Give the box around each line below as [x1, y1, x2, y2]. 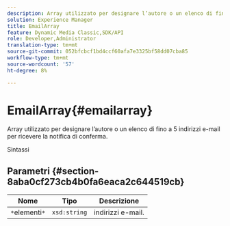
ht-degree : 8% [7, 67, 48, 74]
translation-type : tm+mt [7, 42, 78, 48]
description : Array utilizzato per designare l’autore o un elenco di [7, 10, 213, 17]
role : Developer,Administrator [7, 36, 97, 42]
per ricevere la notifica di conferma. [7, 132, 108, 141]
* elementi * [10, 208, 46, 217]
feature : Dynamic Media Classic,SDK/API [7, 29, 125, 36]
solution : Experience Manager [7, 16, 94, 23]
